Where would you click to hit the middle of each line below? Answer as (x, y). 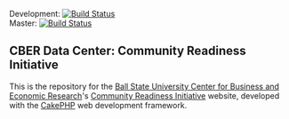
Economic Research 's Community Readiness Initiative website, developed (144, 95)
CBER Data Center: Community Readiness (128, 51)
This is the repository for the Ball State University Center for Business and (144, 86)
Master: (23, 23)
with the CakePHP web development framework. (98, 105)
